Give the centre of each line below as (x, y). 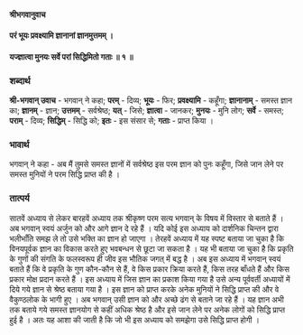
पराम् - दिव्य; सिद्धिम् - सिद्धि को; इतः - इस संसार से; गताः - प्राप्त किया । (111, 121)
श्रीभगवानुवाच (28, 14)
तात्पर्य (19, 199)
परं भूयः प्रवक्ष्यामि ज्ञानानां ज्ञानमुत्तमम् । (62, 36)
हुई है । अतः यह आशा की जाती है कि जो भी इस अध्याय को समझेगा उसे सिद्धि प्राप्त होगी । (134, 320)
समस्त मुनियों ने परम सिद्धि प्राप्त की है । (64, 174)
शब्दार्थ (20, 80)
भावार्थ (19, 144)
